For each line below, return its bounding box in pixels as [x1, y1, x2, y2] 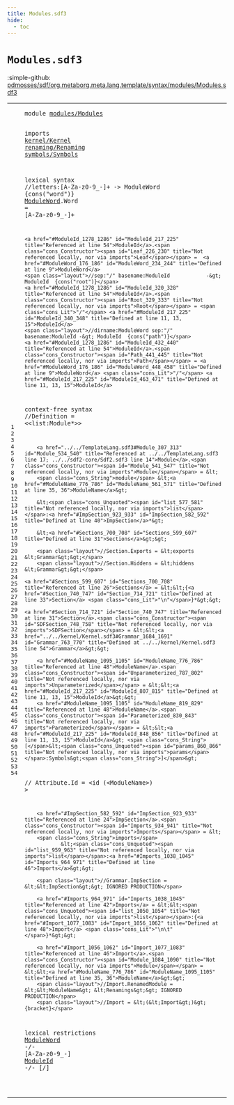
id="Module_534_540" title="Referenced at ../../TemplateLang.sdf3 [24, 450, 219, 457]
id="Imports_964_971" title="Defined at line [24, 859, 155, 866]
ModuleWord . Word [24, 197, 79, 205]
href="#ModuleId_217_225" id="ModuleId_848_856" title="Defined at [24, 730, 219, 738]
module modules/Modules [24, 109, 103, 118]
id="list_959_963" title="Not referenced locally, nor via [24, 847, 194, 854]
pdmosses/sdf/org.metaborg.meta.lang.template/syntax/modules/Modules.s [7, 81, 226, 89]
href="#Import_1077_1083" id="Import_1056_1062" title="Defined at [24, 920, 219, 927]
